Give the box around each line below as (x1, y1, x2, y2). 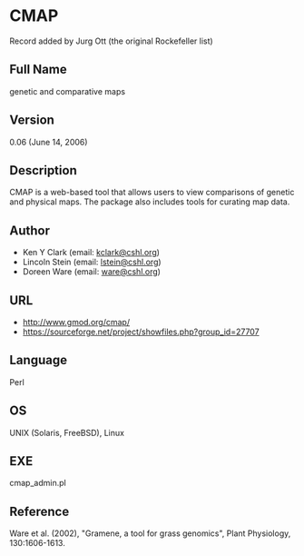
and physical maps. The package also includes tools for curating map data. (9, 196, 290, 207)
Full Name (9, 62, 67, 77)
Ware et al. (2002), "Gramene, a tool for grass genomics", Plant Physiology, (9, 528, 291, 539)
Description (9, 163, 77, 178)
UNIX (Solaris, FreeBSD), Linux (9, 427, 125, 438)
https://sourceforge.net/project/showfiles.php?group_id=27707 (22, 326, 260, 337)
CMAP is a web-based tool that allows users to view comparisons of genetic (9, 187, 295, 198)
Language (9, 352, 68, 368)
